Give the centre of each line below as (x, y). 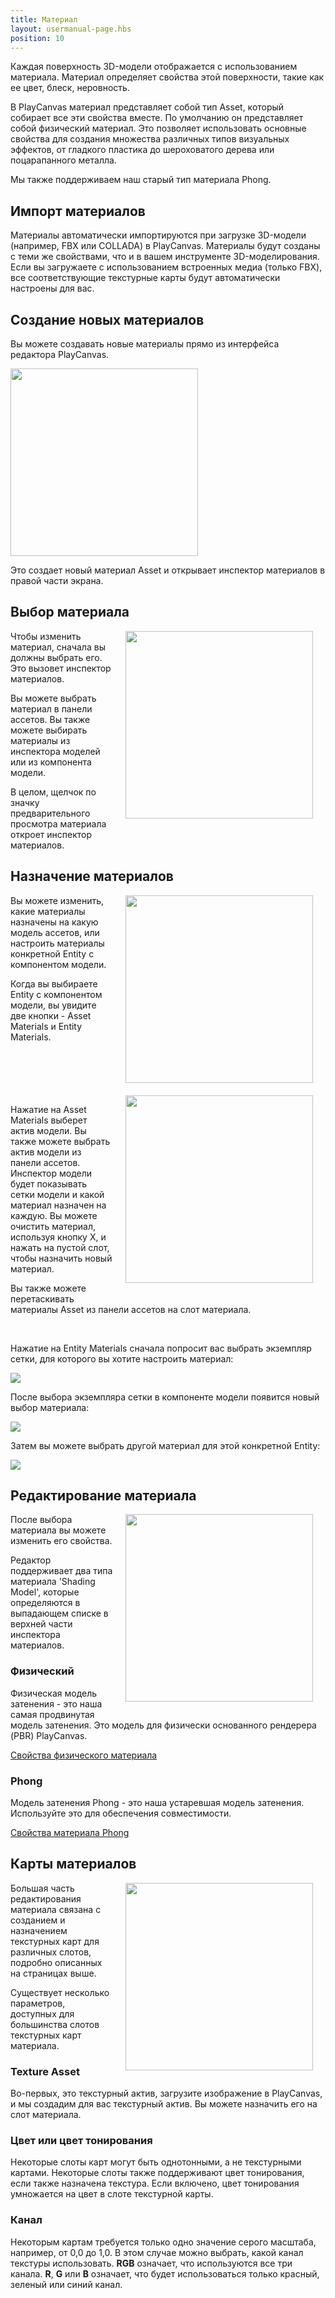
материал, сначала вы (58, 647)
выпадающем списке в (59, 1613)
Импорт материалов (78, 211)
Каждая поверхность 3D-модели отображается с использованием (154, 67)
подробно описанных (56, 1962)
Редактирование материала (103, 1496)
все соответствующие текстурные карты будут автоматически (145, 278)
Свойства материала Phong (70, 1833)
